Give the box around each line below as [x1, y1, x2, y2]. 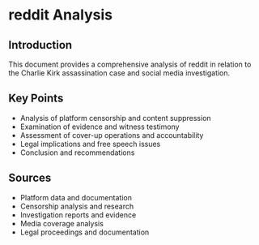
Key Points [8, 92, 64, 105]
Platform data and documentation [19, 192, 132, 202]
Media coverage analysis [19, 218, 104, 228]
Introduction [8, 38, 73, 52]
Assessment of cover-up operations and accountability [19, 130, 204, 140]
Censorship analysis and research [19, 201, 134, 211]
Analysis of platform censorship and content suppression [19, 113, 212, 122]
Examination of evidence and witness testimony [19, 122, 180, 131]
